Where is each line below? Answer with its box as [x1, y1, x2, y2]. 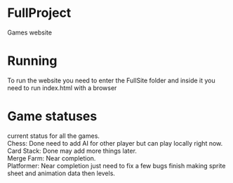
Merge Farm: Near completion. [7, 153, 96, 163]
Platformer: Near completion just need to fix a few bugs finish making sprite [7, 161, 226, 170]
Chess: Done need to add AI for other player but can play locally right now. [7, 139, 223, 147]
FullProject [7, 5, 72, 21]
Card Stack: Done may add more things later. [7, 146, 137, 155]
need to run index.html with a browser [7, 83, 117, 92]
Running [7, 53, 58, 69]
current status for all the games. [7, 132, 100, 140]
